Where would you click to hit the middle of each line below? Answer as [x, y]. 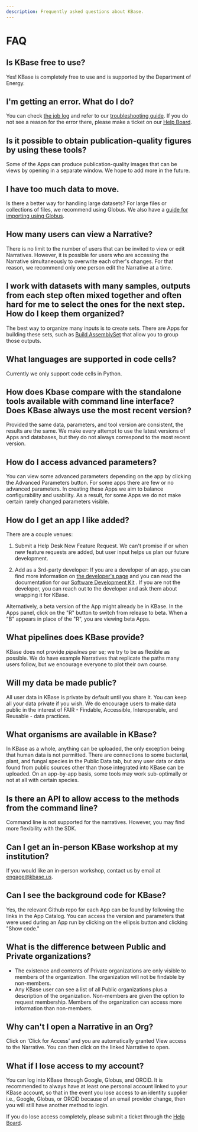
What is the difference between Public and [86, 947]
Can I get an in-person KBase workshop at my [92, 847]
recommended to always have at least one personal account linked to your [97, 1086]
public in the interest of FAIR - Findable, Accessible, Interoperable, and [92, 709]
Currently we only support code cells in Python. [64, 374]
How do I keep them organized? [65, 314]
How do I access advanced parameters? [82, 462]
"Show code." [23, 928]
